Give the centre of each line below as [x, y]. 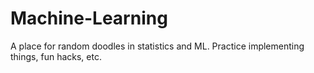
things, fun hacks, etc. [56, 56]
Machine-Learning [89, 18]
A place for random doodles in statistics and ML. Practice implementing [157, 46]
